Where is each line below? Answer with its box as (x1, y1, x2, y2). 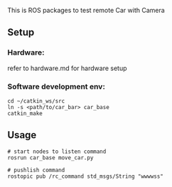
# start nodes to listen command (7, 148, 107, 155)
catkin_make (7, 110, 43, 117)
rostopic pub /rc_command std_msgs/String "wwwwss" (7, 173, 163, 180)
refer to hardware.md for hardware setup (7, 64, 127, 72)
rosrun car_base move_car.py (7, 154, 94, 161)
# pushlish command (7, 166, 65, 174)
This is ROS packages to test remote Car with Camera (7, 6, 165, 14)
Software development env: (7, 81, 105, 91)
